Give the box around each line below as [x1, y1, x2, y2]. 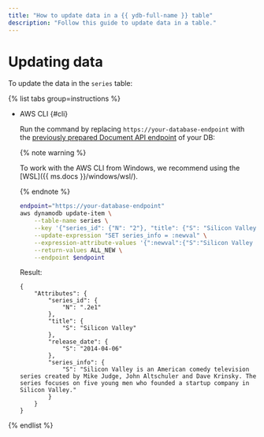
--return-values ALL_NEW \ [34, 246, 123, 254]
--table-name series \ [34, 217, 109, 225]
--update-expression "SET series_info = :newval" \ [34, 231, 207, 239]
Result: [19, 268, 43, 277]
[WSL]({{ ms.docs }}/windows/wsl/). [19, 172, 138, 181]
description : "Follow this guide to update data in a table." [8, 19, 217, 27]
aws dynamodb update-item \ [19, 209, 112, 217]
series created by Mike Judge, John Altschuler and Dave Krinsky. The [19, 372, 257, 380]
